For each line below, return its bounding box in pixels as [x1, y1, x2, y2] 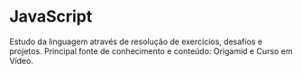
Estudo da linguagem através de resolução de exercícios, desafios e [9, 36, 263, 47]
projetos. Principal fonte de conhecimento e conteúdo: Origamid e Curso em [9, 45, 293, 56]
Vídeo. [9, 55, 34, 66]
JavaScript [9, 6, 93, 27]
